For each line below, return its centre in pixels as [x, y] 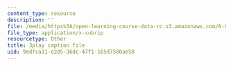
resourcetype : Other [37, 39]
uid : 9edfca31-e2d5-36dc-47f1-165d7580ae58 [71, 52]
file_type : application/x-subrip [55, 33]
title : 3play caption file [46, 45]
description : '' [31, 20]
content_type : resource [42, 13]
